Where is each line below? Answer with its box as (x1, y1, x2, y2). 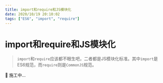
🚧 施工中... (5, 72, 26, 78)
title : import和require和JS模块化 (5, 7, 72, 12)
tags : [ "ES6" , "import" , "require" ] (5, 16, 80, 21)
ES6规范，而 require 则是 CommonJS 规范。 (17, 62, 97, 68)
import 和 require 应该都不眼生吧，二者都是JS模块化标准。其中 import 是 (17, 56, 158, 62)
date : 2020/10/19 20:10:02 (5, 12, 60, 17)
